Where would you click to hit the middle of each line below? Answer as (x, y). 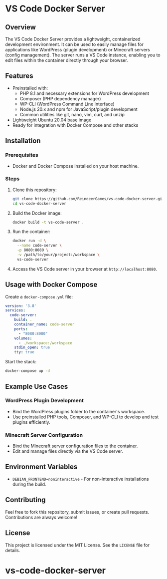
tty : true (24, 352)
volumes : (23, 338)
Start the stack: (21, 362)
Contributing (25, 500)
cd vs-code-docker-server (39, 203)
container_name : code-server (44, 324)
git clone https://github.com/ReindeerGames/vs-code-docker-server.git (88, 199)
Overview (21, 27)
